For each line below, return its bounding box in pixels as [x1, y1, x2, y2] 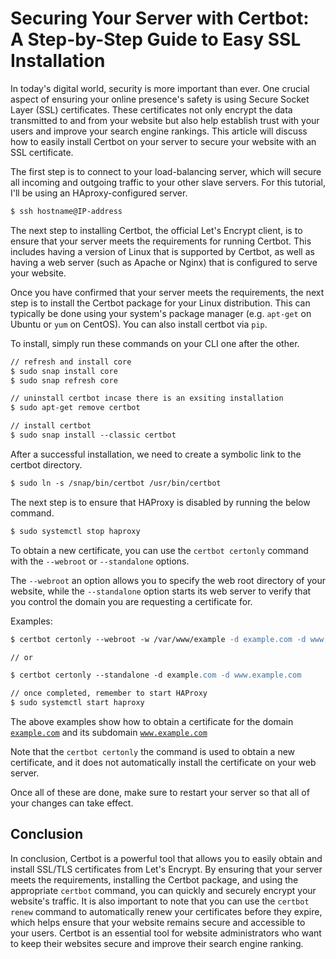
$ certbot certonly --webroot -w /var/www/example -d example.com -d [10, 634, 307, 644]
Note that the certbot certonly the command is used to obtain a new [10, 746, 296, 758]
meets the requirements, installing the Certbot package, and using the [10, 873, 299, 886]
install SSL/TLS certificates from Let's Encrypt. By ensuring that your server [10, 863, 323, 875]
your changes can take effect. [10, 797, 134, 809]
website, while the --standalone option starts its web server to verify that [10, 585, 312, 597]
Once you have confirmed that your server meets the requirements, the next [10, 286, 325, 298]
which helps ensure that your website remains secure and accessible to [10, 916, 306, 928]
